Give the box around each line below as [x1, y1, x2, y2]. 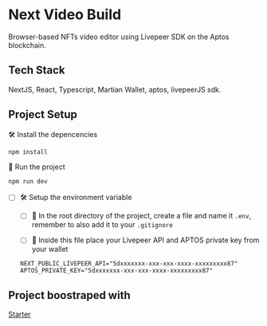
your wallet [31, 245, 69, 254]
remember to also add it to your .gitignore [31, 220, 173, 230]
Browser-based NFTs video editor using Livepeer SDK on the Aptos [8, 32, 230, 41]
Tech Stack [8, 64, 65, 77]
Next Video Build [8, 6, 122, 24]
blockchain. [8, 40, 46, 49]
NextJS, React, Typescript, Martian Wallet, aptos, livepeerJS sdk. [8, 84, 222, 94]
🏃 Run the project [8, 162, 65, 172]
